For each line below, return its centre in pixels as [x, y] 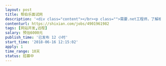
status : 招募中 [20, 56]
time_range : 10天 [23, 51]
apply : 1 [14, 47]
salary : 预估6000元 [24, 33]
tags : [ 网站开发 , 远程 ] [26, 28]
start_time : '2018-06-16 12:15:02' [42, 42]
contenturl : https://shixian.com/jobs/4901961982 [57, 24]
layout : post [19, 10]
